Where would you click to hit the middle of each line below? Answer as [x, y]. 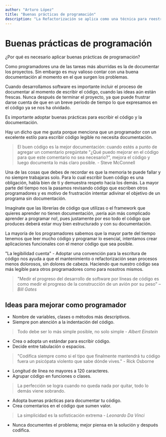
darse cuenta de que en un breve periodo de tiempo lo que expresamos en [81, 102]
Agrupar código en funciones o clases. [52, 376]
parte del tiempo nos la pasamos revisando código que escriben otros [76, 188]
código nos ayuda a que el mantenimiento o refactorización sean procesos [81, 259]
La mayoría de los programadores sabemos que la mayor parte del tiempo [80, 233]
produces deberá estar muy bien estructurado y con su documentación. [78, 224]
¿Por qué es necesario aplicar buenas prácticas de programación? [73, 57]
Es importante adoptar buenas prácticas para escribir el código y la [74, 117]
